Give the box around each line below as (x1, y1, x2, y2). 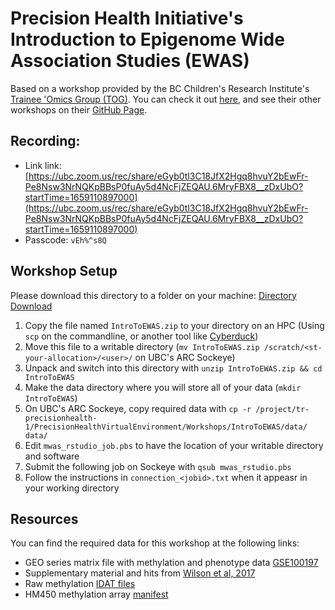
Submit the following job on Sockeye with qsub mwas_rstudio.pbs (24, 460, 292, 472)
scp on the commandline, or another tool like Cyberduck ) (24, 330, 259, 342)
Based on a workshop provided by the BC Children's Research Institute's (10, 82, 310, 94)
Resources (10, 510, 79, 527)
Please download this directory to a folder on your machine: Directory (10, 289, 297, 301)
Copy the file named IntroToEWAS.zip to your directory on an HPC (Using (24, 319, 325, 331)
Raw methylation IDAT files (24, 578, 136, 590)
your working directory (24, 482, 120, 494)
